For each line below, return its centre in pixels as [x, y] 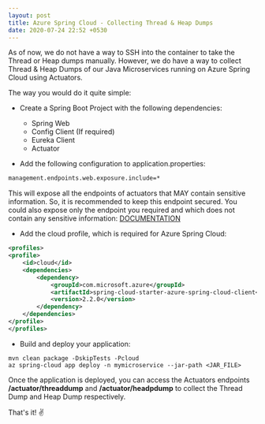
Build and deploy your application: [75, 344]
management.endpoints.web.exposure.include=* [84, 178]
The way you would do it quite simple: [70, 93]
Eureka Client [53, 140]
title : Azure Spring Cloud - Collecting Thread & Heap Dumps [111, 23]
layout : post [30, 15]
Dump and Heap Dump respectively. [67, 396]
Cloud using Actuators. [45, 78]
